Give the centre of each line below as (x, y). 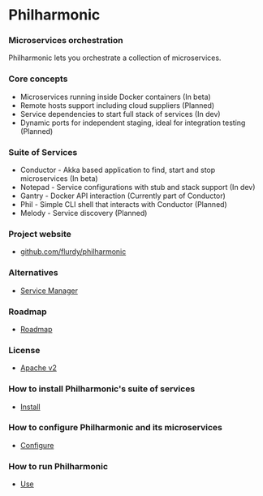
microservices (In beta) (59, 179)
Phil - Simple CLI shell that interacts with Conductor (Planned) (123, 205)
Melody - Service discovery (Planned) (84, 213)
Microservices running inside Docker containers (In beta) (115, 97)
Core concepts (38, 79)
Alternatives (33, 273)
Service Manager (49, 291)
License (24, 350)
